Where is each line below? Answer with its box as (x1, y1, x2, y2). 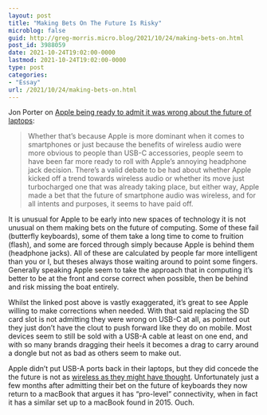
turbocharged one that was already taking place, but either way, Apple (27, 182, 260, 192)
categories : (8, 71, 48, 79)
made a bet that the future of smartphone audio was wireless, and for (27, 190, 257, 200)
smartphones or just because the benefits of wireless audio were (27, 140, 241, 150)
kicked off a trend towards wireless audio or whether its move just (27, 174, 245, 183)
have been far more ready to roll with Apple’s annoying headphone (27, 157, 247, 166)
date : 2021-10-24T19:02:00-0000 (8, 49, 116, 57)
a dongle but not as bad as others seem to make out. (8, 348, 182, 358)
